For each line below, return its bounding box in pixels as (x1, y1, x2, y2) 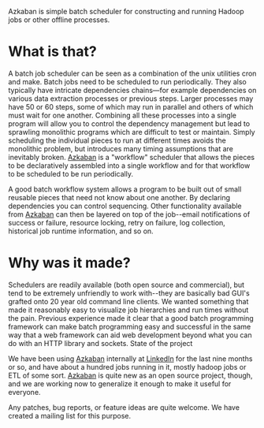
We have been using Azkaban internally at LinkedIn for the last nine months (8, 354, 253, 363)
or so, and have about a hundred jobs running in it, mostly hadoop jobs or (8, 362, 247, 371)
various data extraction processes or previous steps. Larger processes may (8, 94, 254, 103)
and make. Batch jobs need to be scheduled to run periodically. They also (8, 76, 247, 86)
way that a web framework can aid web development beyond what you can (8, 330, 252, 340)
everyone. (8, 387, 41, 396)
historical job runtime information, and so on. (8, 226, 154, 236)
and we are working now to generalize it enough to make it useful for (8, 378, 232, 389)
